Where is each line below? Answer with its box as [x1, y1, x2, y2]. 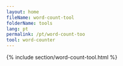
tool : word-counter [6, 37, 56, 43]
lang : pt [6, 25, 28, 32]
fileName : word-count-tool [6, 15, 75, 21]
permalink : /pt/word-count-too [6, 31, 85, 38]
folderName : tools [6, 20, 53, 26]
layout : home [6, 8, 39, 15]
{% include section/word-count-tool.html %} [6, 54, 118, 61]
